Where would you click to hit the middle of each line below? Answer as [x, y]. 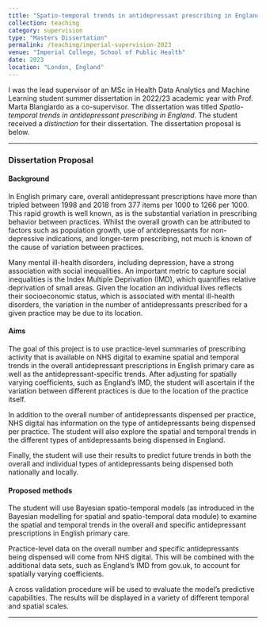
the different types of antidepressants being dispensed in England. [117, 440]
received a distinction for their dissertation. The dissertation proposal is [125, 123]
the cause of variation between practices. [76, 247]
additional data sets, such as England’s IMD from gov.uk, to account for [124, 566]
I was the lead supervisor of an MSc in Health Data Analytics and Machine [129, 90]
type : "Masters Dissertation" [58, 38]
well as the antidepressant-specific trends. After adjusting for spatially [123, 374]
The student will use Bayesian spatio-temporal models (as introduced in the [131, 508]
